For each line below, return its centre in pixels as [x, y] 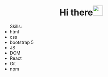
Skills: [16, 26]
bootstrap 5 [22, 42]
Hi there [76, 12]
